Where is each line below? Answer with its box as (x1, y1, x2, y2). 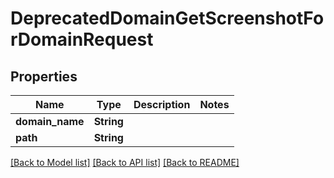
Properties (10, 68, 78, 85)
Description (133, 98, 191, 111)
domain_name (15, 115, 85, 128)
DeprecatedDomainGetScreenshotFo (10, 7, 325, 30)
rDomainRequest (10, 28, 154, 51)
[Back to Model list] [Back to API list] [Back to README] (10, 157, 240, 168)
